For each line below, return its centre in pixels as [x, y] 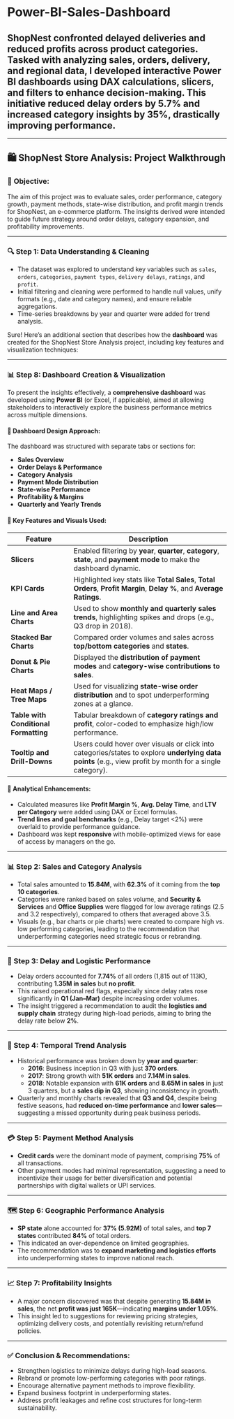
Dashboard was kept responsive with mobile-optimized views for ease [119, 834]
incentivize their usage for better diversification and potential [105, 1178]
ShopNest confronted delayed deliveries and [106, 38]
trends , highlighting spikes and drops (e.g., [144, 617]
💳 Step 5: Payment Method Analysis [71, 1138]
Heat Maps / [31, 691]
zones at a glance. [103, 703]
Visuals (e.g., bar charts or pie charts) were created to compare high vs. [120, 922]
